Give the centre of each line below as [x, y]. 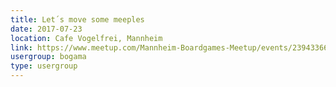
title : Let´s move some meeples [77, 19]
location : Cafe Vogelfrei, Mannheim [86, 38]
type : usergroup [44, 66]
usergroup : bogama [48, 57]
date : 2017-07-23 [46, 29]
